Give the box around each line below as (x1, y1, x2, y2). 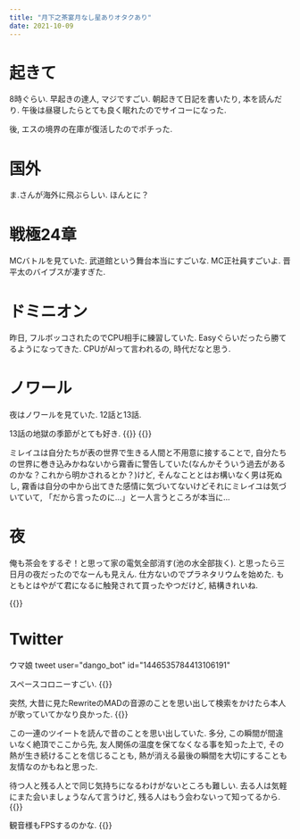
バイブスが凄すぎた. (32, 267, 106, 278)
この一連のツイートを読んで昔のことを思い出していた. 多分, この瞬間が (9, 728, 268, 739)
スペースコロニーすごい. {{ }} (9, 679, 113, 690)
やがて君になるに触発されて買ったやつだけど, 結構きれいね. (39, 580, 259, 591)
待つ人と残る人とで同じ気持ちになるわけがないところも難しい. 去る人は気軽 (9, 780, 287, 791)
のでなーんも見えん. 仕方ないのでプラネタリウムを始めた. (63, 569, 275, 580)
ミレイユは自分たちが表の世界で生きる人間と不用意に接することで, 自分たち (9, 447, 287, 458)
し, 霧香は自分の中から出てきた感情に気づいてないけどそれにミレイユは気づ (9, 481, 287, 492)
